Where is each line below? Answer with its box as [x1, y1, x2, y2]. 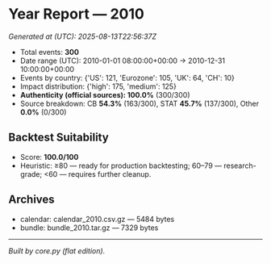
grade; [19, 169, 43, 178]
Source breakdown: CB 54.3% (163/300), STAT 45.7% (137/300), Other [19, 98, 260, 108]
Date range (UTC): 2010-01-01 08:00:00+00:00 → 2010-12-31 [19, 56, 226, 65]
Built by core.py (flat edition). [8, 245, 106, 255]
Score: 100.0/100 [19, 152, 79, 161]
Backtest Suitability [8, 131, 109, 145]
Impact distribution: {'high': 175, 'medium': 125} [19, 82, 177, 91]
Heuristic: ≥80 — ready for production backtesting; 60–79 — [19, 161, 223, 170]
